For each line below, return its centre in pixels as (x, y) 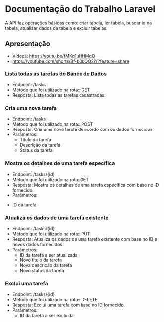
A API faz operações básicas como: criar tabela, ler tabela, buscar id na (79, 23)
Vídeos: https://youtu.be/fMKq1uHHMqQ (54, 56)
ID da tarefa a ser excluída (46, 316)
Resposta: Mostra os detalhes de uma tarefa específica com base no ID (85, 185)
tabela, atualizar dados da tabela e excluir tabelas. (56, 28)
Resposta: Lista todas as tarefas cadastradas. (59, 95)
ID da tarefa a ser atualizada (49, 255)
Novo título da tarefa (41, 260)
